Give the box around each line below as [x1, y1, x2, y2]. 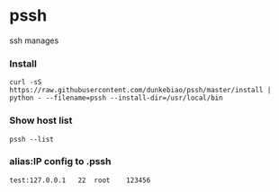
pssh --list [9, 135, 54, 144]
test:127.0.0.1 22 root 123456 [9, 176, 151, 185]
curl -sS [9, 78, 42, 87]
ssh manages [9, 35, 59, 46]
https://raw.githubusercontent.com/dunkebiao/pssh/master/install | [9, 86, 272, 95]
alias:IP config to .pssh [9, 155, 112, 168]
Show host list [9, 114, 73, 127]
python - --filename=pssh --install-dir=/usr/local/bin [9, 93, 223, 103]
